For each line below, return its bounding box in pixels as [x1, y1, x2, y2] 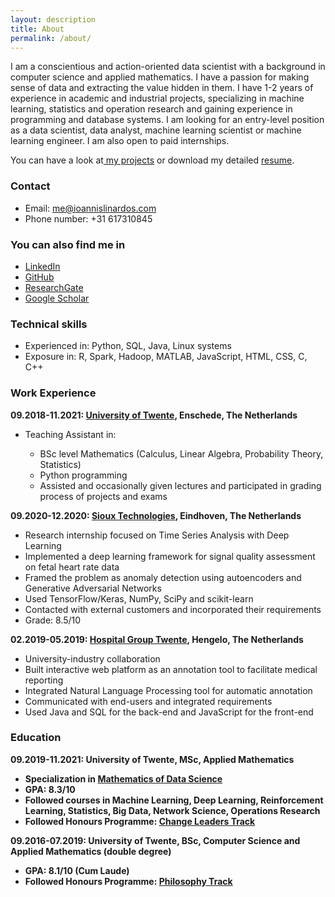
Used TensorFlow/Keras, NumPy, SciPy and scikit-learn [24, 592, 254, 605]
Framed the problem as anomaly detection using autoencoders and [24, 571, 302, 583]
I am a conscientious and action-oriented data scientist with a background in [10, 61, 326, 73]
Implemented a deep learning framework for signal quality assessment [24, 550, 316, 562]
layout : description [10, 14, 97, 25]
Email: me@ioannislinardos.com [24, 202, 157, 214]
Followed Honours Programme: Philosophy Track [24, 875, 233, 887]
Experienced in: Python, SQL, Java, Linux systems [24, 340, 232, 352]
